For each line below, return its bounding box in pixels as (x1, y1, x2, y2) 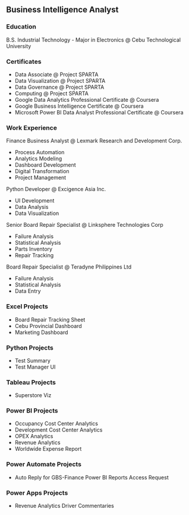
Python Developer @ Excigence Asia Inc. (6, 186, 106, 193)
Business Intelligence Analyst (6, 5, 119, 15)
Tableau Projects (6, 378, 56, 386)
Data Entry (14, 288, 41, 295)
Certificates (6, 57, 42, 65)
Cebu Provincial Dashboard (14, 322, 82, 329)
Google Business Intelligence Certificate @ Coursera (14, 102, 144, 110)
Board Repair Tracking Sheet (14, 316, 86, 323)
